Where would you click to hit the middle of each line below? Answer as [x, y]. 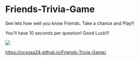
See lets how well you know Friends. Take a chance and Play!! [70, 23]
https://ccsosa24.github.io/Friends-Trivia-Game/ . [56, 52]
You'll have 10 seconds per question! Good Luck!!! [57, 33]
